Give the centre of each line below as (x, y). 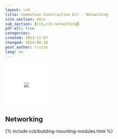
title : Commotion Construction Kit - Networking (57, 15)
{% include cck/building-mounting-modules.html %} (59, 131)
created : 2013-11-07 (27, 38)
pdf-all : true (20, 29)
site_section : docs (25, 19)
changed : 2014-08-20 (27, 43)
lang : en (14, 52)
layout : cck (17, 10)
